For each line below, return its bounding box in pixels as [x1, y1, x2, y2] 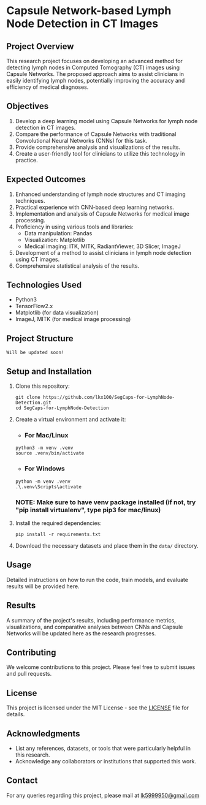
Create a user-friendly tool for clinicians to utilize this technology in [15, 149, 185, 157]
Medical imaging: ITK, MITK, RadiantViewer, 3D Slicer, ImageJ [24, 243, 181, 250]
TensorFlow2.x [15, 303, 53, 310]
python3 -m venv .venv [15, 445, 74, 451]
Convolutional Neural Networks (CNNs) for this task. [15, 137, 148, 144]
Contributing [6, 647, 56, 657]
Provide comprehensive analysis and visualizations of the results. [15, 143, 181, 151]
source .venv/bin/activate [15, 450, 85, 456]
